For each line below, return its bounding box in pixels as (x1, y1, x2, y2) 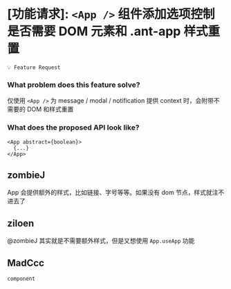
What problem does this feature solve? (7, 80, 140, 90)
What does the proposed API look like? (7, 123, 140, 132)
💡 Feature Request (7, 63, 61, 71)
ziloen (7, 217, 35, 229)
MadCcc (7, 257, 45, 269)
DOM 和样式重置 (26, 105, 74, 114)
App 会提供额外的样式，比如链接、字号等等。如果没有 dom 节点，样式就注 (7, 188, 219, 197)
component (7, 275, 36, 282)
